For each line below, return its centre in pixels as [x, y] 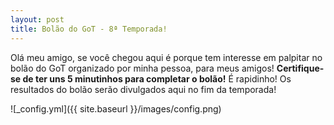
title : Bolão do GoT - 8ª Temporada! [89, 29]
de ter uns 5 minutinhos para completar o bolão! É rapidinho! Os [157, 78]
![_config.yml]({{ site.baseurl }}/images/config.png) [116, 108]
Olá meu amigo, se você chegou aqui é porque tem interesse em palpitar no [166, 57]
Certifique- [300, 68]
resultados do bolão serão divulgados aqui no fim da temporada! [143, 89]
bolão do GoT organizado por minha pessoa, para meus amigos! [142, 68]
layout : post [37, 19]
